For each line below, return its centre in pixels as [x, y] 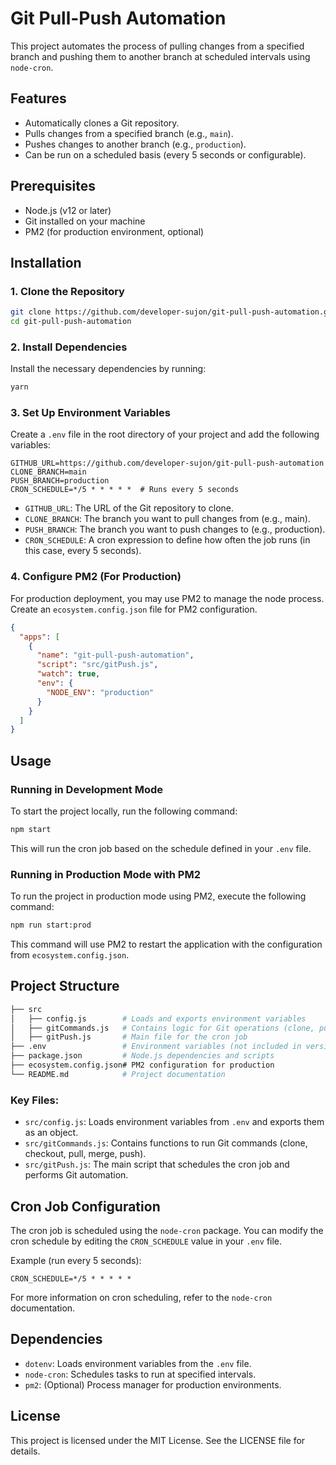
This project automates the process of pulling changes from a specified [157, 46]
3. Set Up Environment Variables [90, 413]
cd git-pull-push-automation [71, 322]
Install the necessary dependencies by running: [108, 369]
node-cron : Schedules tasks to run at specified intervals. [140, 1374]
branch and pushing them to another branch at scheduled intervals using [160, 56]
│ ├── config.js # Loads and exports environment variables [158, 1018]
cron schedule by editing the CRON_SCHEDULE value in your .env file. [146, 1241]
